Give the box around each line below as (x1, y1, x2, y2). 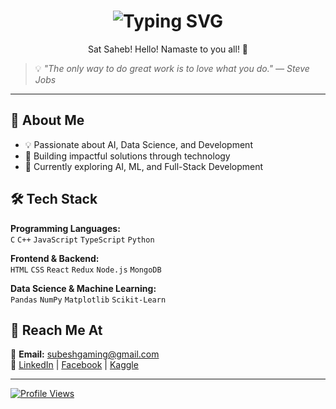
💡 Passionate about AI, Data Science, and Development (24, 138, 253, 150)
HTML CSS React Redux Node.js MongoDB (10, 265, 162, 275)
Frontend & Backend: (10, 252, 100, 264)
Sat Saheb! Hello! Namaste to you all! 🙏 (87, 43, 249, 55)
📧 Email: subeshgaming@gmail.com (10, 348, 160, 360)
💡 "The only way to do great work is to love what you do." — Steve (34, 62, 310, 74)
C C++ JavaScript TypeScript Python (10, 235, 155, 245)
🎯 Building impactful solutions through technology (24, 150, 231, 162)
